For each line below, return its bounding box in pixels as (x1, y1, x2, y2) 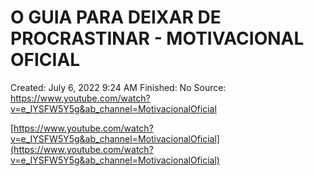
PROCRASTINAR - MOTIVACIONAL (10, 27, 305, 50)
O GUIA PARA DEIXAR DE (10, 6, 222, 29)
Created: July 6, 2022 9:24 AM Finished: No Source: (10, 81, 227, 93)
